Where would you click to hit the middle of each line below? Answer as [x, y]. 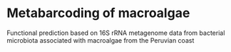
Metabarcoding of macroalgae [98, 13]
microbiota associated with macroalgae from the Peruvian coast [101, 40]
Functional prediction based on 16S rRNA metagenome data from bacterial [116, 33]
